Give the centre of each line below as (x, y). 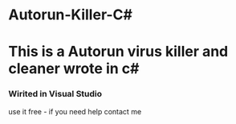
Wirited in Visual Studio (55, 94)
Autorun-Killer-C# (70, 15)
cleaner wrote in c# (74, 69)
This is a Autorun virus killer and (118, 52)
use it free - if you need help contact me (75, 111)
